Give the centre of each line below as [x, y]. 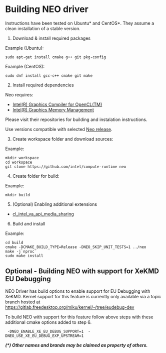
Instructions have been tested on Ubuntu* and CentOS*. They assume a [80, 23]
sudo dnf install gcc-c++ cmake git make [49, 76]
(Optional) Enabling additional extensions [55, 204]
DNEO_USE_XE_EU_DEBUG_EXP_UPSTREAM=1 [44, 336]
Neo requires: [19, 94]
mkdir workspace [22, 158]
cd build [14, 243]
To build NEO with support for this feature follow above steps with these [79, 317]
